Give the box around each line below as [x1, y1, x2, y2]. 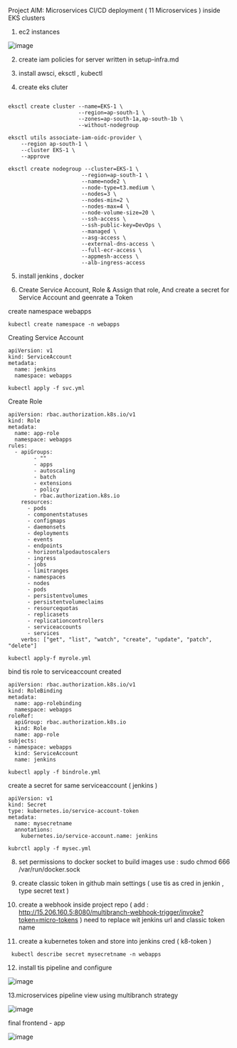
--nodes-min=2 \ [81, 196, 130, 204]
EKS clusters [8, 14, 46, 22]
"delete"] [8, 642, 38, 649]
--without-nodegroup [78, 121, 139, 129]
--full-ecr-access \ [81, 246, 142, 254]
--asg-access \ [81, 234, 127, 241]
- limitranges [26, 567, 70, 574]
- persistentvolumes [26, 592, 88, 599]
